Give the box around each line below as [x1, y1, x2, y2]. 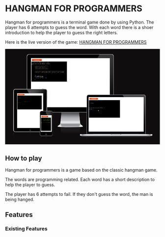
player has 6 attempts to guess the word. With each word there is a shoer [5, 24, 154, 30]
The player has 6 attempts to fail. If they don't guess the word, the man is [5, 191, 153, 197]
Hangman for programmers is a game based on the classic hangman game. [5, 167, 158, 173]
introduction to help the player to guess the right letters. [5, 29, 118, 35]
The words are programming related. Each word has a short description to [5, 177, 155, 183]
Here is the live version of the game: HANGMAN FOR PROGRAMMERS [5, 39, 147, 45]
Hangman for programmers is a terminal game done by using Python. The [5, 19, 154, 25]
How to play [5, 154, 42, 162]
